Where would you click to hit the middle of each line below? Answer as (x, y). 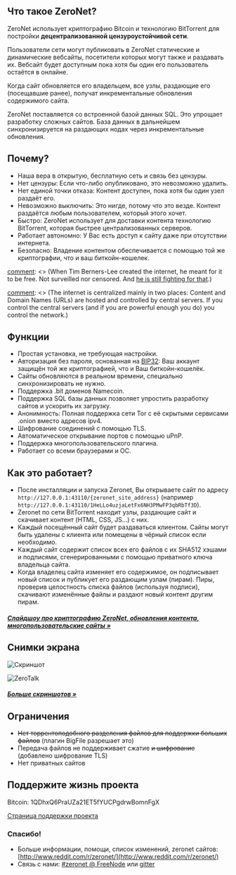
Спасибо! (24, 834)
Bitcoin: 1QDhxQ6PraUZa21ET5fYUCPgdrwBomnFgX (84, 802)
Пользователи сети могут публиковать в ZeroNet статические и (104, 49)
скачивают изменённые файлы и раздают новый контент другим (115, 595)
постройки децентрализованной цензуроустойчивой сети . (98, 36)
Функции (28, 337)
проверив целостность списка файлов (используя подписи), (109, 587)
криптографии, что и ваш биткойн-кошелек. (83, 258)
